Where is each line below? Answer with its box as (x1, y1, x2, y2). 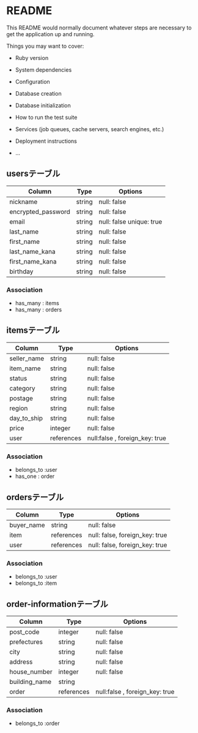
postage (9, 393, 34, 402)
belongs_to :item (15, 580, 57, 587)
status (9, 374, 28, 382)
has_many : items (15, 300, 59, 307)
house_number (9, 667, 53, 676)
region (9, 404, 28, 412)
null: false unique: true (98, 217, 163, 226)
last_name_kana (9, 247, 56, 256)
